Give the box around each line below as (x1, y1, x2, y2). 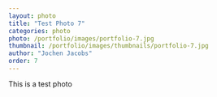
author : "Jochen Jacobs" (8, 49, 93, 57)
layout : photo (8, 11, 57, 20)
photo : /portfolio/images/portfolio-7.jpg (8, 34, 154, 43)
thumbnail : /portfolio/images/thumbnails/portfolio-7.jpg (8, 42, 209, 50)
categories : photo (8, 27, 71, 35)
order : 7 (8, 57, 38, 65)
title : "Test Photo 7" (8, 19, 85, 27)
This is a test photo (8, 78, 73, 89)
